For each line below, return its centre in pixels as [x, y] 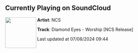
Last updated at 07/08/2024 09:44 [72, 39]
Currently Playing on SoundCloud [58, 8]
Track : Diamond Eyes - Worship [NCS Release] [85, 29]
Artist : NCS [49, 20]
